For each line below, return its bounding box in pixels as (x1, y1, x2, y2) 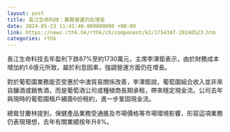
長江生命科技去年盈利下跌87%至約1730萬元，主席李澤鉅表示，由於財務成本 (7, 55, 220, 63)
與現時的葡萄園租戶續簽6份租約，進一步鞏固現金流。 (7, 95, 155, 103)
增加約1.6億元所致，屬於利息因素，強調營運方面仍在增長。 (7, 63, 171, 71)
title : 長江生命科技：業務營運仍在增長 (7, 16, 105, 23)
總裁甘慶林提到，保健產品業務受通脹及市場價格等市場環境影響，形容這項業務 (7, 110, 223, 118)
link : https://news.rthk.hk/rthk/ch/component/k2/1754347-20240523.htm (7, 29, 216, 36)
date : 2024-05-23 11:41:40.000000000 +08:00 (7, 22, 136, 29)
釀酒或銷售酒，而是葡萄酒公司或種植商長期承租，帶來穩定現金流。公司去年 (12, 86, 223, 95)
